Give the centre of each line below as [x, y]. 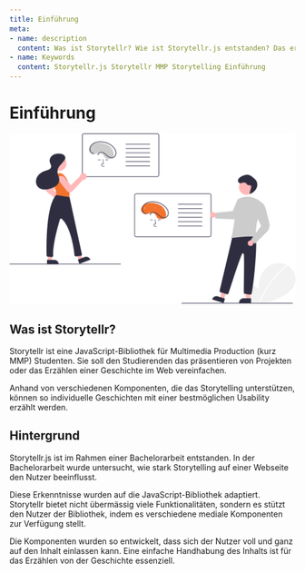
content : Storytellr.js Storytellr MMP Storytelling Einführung [142, 67]
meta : [20, 29]
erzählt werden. [39, 407]
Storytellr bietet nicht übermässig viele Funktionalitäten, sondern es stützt [148, 504]
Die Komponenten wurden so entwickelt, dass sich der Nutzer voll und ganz [151, 541]
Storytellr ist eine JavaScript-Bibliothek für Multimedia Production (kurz [143, 351]
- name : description [49, 38]
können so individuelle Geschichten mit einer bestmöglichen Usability [139, 397]
